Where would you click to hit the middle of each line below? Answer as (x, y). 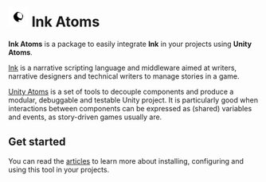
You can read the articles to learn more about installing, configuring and (126, 161)
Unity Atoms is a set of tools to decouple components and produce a (121, 91)
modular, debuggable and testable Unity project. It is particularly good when (133, 100)
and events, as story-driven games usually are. (85, 117)
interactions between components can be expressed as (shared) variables (130, 108)
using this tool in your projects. (59, 169)
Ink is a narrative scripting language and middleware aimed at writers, (123, 68)
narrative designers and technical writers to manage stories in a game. (124, 76)
